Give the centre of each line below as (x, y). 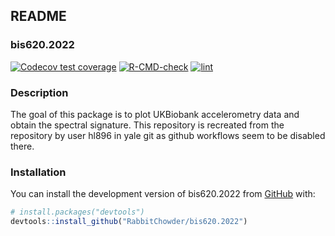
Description (39, 92)
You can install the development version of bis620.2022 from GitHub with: (163, 194)
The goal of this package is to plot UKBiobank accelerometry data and (155, 114)
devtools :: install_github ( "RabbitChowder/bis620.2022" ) (129, 222)
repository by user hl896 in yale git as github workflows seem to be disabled (168, 135)
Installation (38, 172)
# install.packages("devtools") (77, 212)
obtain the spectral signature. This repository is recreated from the (147, 125)
